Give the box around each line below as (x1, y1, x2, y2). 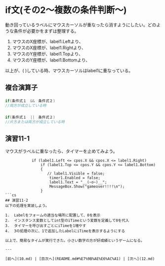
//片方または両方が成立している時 (5, 119, 65, 124)
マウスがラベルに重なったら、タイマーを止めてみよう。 (5, 148, 118, 154)
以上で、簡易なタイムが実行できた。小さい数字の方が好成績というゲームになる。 (5, 238, 145, 243)
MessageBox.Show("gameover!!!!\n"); (49, 184, 125, 189)
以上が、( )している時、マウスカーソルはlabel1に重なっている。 (5, 67, 133, 73)
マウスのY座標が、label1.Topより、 (12, 50, 83, 57)
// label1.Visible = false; (47, 171, 105, 176)
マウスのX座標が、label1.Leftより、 (12, 38, 83, 44)
